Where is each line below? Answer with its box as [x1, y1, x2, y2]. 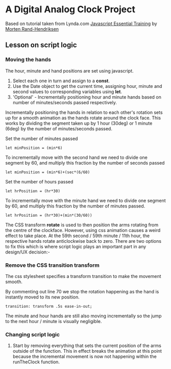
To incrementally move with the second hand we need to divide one [5, 154, 148, 160]
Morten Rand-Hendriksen [5, 26, 59, 32]
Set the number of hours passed [5, 178, 74, 184]
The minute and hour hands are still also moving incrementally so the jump [5, 313, 162, 319]
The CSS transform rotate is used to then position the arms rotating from [5, 221, 159, 228]
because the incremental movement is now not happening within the [12, 354, 157, 360]
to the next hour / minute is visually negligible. [5, 318, 102, 324]
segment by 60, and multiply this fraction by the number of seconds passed [5, 159, 165, 166]
